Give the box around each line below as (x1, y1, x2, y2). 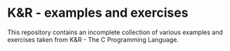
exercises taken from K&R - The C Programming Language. (7, 35, 179, 43)
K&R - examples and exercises (7, 5, 189, 21)
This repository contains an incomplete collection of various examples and (7, 28, 223, 36)
